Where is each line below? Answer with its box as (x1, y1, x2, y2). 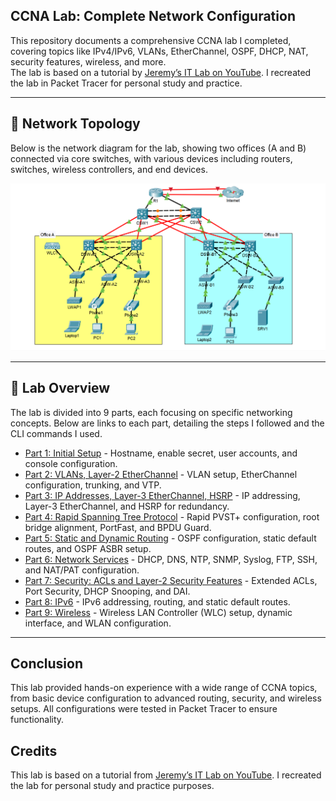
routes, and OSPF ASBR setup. (24, 542, 152, 554)
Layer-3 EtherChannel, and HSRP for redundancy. (24, 500, 230, 512)
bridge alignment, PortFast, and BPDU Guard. (24, 521, 212, 533)
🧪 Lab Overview (10, 380, 111, 397)
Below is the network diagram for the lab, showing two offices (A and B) (10, 142, 307, 154)
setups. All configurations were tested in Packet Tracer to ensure (10, 703, 278, 715)
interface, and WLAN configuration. (24, 617, 172, 629)
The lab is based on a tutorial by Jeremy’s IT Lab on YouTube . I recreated (10, 66, 312, 78)
